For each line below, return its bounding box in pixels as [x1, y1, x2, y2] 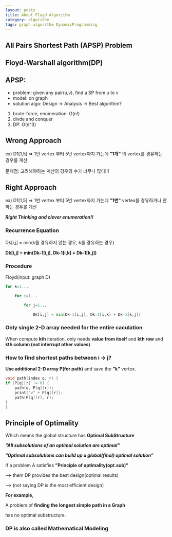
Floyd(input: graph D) [5, 274, 50, 280]
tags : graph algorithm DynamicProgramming [5, 22, 98, 27]
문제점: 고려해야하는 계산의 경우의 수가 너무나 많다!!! [5, 168, 109, 174]
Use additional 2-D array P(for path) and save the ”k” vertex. [5, 366, 136, 372]
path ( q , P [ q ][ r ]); [14, 385, 54, 390]
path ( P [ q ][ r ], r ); [14, 395, 54, 400]
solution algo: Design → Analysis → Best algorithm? [12, 100, 122, 106]
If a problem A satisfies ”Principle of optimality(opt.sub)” [5, 462, 128, 469]
